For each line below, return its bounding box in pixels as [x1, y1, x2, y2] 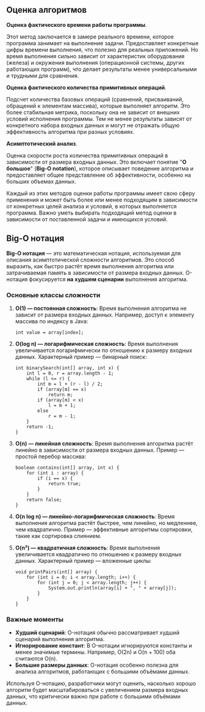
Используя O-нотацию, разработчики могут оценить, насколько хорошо [6, 680, 196, 687]
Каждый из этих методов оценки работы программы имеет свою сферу [6, 189, 195, 197]
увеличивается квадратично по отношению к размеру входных [15, 550, 182, 558]
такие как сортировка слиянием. [15, 532, 102, 540]
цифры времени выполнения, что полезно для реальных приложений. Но [6, 46, 198, 53]
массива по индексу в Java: [15, 317, 88, 325]
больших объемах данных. [6, 177, 76, 185]
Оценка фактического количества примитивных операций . [6, 84, 167, 91]
